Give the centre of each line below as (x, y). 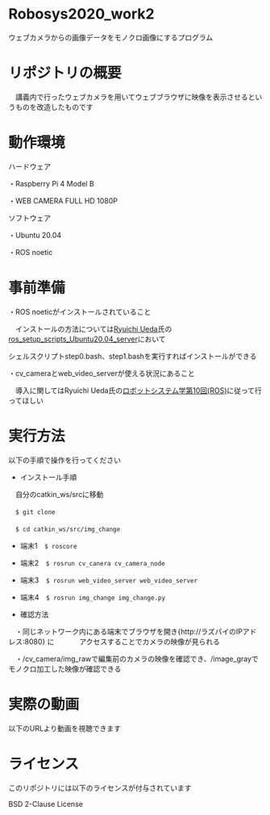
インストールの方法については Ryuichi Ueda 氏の (93, 328)
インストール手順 (48, 477)
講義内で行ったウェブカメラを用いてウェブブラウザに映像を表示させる (131, 97)
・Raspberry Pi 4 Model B (51, 183)
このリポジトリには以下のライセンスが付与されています (100, 788)
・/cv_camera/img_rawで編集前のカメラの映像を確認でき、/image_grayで (137, 658)
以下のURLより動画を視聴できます (65, 728)
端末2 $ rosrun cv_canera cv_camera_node (92, 562)
